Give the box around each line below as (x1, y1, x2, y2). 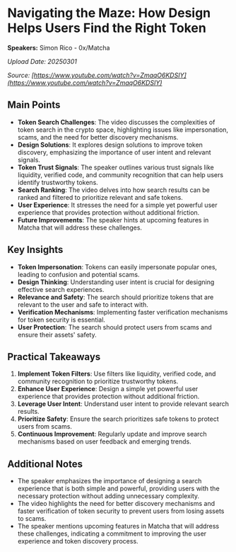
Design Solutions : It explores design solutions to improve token (17, 140, 203, 149)
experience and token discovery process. (17, 537, 139, 546)
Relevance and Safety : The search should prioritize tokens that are (17, 293, 214, 301)
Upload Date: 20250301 (7, 57, 78, 65)
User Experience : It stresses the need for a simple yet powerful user (17, 201, 218, 209)
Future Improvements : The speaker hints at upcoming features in (17, 215, 209, 224)
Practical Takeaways (7, 351, 101, 363)
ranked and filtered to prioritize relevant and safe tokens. (17, 193, 184, 201)
